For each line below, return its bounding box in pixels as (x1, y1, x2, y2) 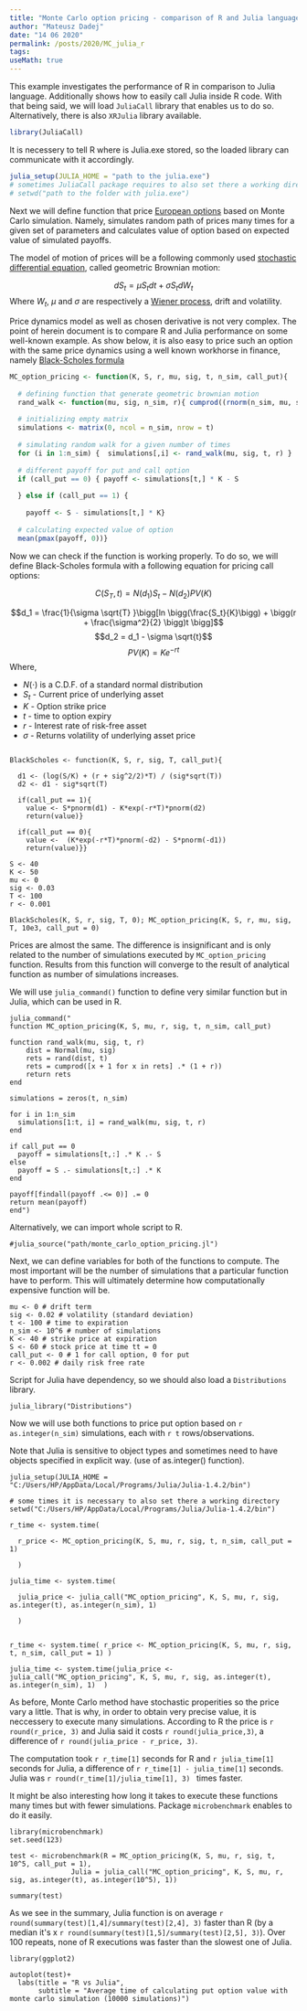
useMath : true (9, 56, 64, 65)
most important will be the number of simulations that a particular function (9, 1265, 290, 1276)
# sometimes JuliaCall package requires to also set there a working (9, 180, 281, 189)
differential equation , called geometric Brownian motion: (9, 261, 221, 272)
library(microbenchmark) (9, 1827, 104, 1836)
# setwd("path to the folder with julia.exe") (9, 188, 190, 197)
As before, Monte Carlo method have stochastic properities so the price (9, 1697, 280, 1708)
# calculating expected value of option (17, 525, 174, 535)
